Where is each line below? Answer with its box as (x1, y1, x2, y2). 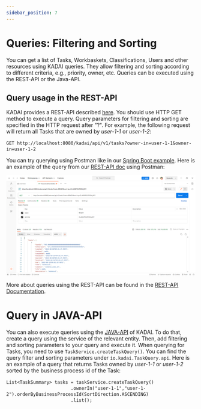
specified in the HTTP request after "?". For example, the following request (6, 121, 191, 129)
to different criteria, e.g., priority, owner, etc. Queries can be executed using (6, 69, 194, 76)
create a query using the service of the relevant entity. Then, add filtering (6, 334, 188, 342)
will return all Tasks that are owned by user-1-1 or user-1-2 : (6, 128, 152, 135)
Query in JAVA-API (6, 309, 103, 322)
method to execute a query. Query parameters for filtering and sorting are (6, 115, 188, 123)
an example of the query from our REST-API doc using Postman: (6, 163, 165, 171)
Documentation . (6, 288, 46, 295)
